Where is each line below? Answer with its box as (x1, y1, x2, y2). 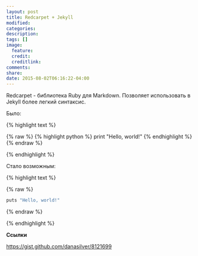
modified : (6, 20, 31, 26)
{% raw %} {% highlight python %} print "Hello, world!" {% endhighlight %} (6, 133, 193, 141)
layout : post (6, 8, 39, 15)
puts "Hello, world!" (6, 197, 60, 203)
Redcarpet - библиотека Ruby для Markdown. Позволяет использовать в (6, 92, 191, 99)
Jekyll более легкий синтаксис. (6, 98, 86, 105)
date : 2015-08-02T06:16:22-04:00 (6, 75, 90, 81)
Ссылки (6, 231, 28, 238)
